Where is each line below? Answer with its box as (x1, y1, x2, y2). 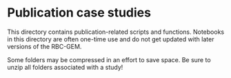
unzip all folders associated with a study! (7, 63, 123, 71)
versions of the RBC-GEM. (7, 42, 82, 50)
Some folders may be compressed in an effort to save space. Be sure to (7, 55, 212, 64)
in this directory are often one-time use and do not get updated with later (7, 35, 214, 43)
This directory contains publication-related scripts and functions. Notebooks (7, 28, 225, 36)
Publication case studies (7, 5, 152, 21)
